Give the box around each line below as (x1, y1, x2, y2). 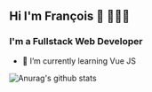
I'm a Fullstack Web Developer (9, 35, 143, 48)
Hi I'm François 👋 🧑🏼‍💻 (9, 9, 131, 24)
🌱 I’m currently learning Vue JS (21, 55, 136, 66)
